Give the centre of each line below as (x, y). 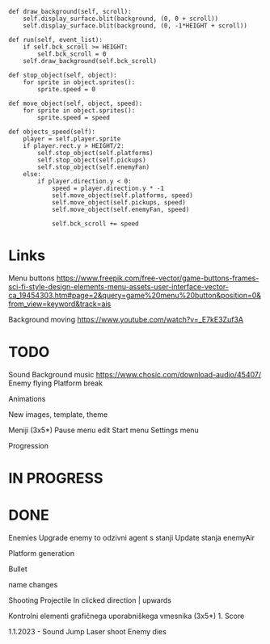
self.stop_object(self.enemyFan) (94, 167)
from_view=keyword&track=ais (60, 304)
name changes (33, 585)
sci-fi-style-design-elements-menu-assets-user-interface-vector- (118, 286)
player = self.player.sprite (72, 139)
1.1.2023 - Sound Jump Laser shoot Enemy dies (88, 631)
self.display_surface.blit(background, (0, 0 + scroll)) (121, 19)
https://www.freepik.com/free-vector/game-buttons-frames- (158, 278)
